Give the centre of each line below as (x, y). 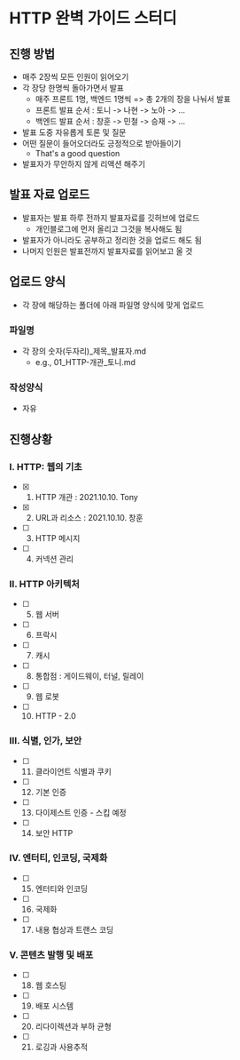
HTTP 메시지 (58, 538)
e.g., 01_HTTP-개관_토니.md (85, 362)
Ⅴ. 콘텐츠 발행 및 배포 (51, 954)
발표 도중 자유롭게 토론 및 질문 (74, 132)
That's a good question (77, 153)
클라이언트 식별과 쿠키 (74, 771)
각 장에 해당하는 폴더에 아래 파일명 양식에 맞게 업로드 (113, 305)
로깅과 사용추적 (62, 1047)
